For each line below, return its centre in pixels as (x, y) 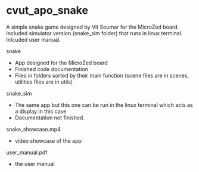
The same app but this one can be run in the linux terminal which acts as (104, 105)
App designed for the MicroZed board (61, 63)
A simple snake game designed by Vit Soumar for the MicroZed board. (93, 27)
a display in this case (41, 111)
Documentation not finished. (50, 118)
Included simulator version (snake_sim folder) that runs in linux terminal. (94, 33)
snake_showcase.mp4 (33, 129)
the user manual (35, 164)
